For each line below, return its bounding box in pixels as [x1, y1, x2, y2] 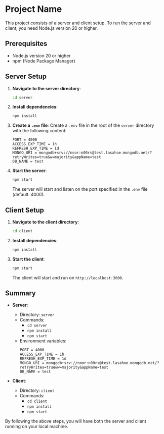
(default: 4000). [12, 192, 45, 198]
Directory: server [19, 312, 55, 318]
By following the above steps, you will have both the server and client [5, 418, 147, 424]
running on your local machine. [5, 424, 68, 430]
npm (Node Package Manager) [12, 58, 76, 64]
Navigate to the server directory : [12, 85, 81, 91]
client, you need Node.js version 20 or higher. [5, 25, 98, 31]
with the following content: [12, 128, 67, 134]
